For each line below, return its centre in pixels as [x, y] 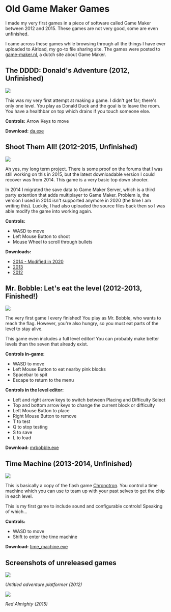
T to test [21, 421]
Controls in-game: [25, 354]
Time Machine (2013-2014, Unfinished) [69, 463]
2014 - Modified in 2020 [38, 261]
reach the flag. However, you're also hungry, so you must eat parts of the [82, 324]
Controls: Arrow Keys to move [37, 121]
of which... [17, 512]
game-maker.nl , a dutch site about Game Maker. [56, 55]
